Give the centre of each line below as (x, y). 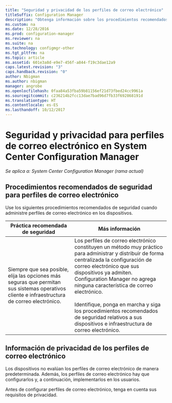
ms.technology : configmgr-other (40, 48)
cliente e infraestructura (37, 295)
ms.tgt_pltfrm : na (25, 53)
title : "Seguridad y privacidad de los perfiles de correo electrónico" (84, 10)
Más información (119, 229)
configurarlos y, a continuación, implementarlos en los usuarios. (73, 379)
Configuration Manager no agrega (115, 279)
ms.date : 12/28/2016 (27, 29)
